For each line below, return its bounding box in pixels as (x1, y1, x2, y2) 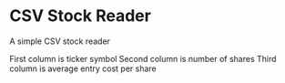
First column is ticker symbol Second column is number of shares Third (9, 53, 277, 64)
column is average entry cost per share (9, 63, 157, 74)
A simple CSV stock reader (9, 36, 111, 47)
